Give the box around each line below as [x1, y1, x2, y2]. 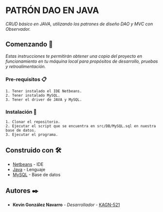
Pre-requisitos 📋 [5, 76, 47, 83]
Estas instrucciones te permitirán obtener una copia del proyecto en [5, 53, 143, 59]
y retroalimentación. [5, 63, 46, 69]
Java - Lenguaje [12, 167, 46, 173]
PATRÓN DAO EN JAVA [5, 5, 99, 16]
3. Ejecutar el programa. [5, 132, 58, 137]
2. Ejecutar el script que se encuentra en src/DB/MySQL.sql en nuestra [5, 124, 156, 129]
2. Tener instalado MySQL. [5, 93, 60, 98]
